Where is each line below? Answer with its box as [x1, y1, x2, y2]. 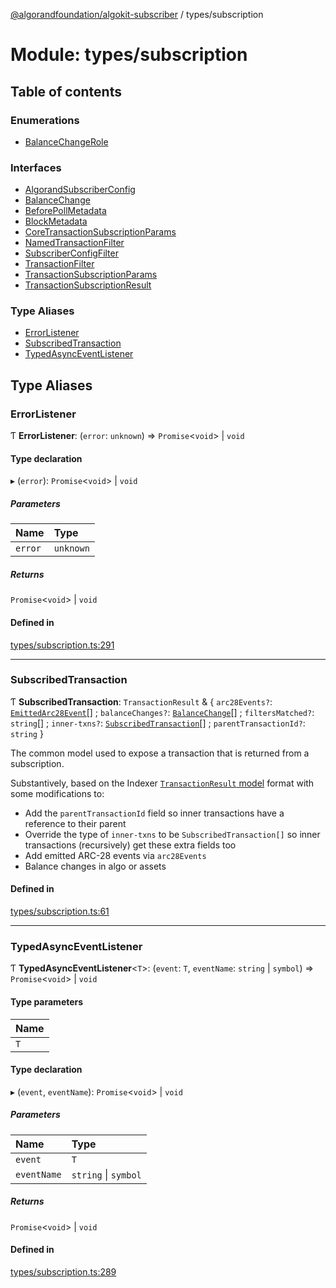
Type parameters [10, 995, 84, 1008]
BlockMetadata [24, 215, 88, 228]
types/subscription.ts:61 [10, 905, 110, 917]
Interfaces [10, 160, 62, 174]
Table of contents [10, 83, 122, 100]
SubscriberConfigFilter [24, 247, 119, 259]
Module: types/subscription [10, 44, 248, 66]
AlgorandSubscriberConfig [24, 184, 136, 196]
